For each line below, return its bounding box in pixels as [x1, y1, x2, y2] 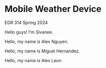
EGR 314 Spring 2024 [4, 20, 48, 25]
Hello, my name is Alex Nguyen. [4, 38, 69, 45]
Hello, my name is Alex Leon [4, 57, 62, 63]
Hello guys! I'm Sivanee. [4, 29, 53, 35]
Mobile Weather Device [4, 3, 102, 15]
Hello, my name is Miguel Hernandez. [4, 48, 80, 54]
